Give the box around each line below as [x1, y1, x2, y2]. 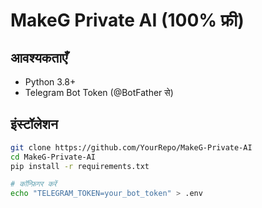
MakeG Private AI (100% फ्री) [10, 9, 245, 32]
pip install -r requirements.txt [10, 161, 150, 171]
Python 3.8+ [24, 76, 77, 88]
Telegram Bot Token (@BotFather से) [24, 87, 174, 98]
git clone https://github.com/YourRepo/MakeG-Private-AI [10, 142, 253, 153]
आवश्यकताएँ [10, 49, 68, 66]
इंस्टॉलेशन [10, 116, 58, 133]
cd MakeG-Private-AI [10, 152, 97, 162]
